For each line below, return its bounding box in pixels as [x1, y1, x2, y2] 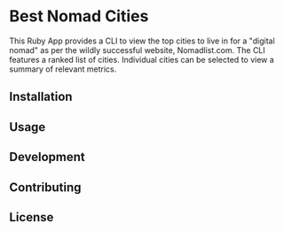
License [9, 210, 54, 225]
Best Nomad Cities [9, 6, 149, 27]
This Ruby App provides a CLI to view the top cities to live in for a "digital [9, 35, 275, 46]
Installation [9, 89, 73, 104]
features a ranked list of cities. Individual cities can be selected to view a [9, 54, 275, 65]
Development [9, 150, 86, 165]
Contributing [9, 180, 82, 195]
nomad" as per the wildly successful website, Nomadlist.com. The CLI [9, 44, 266, 55]
